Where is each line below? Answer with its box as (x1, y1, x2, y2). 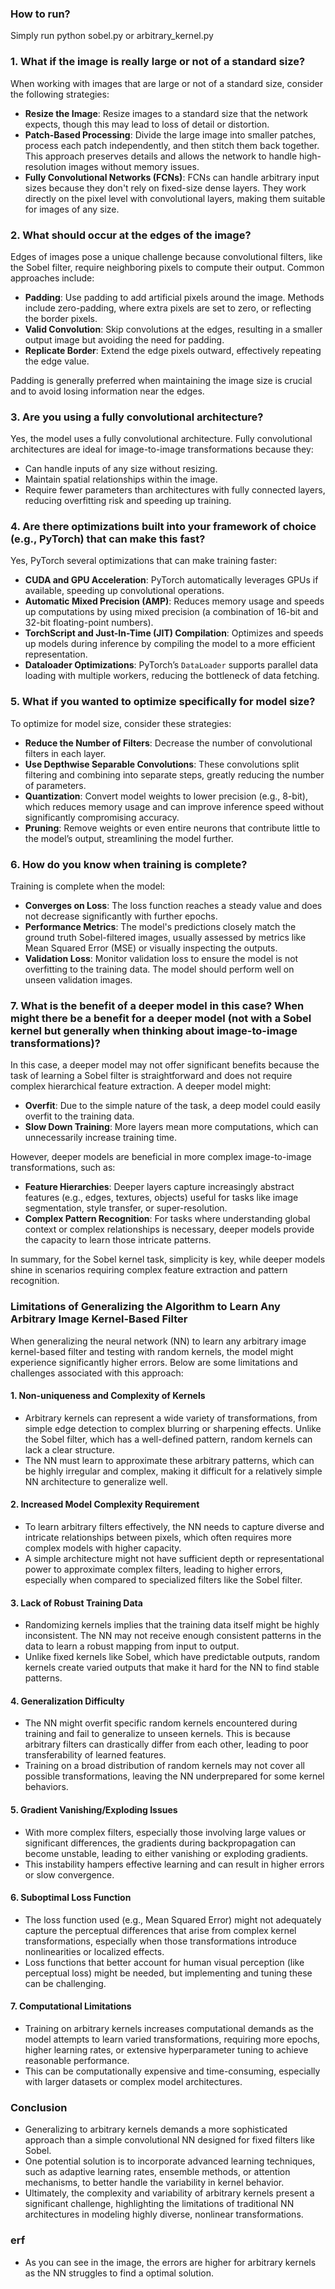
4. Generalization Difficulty (10, 1695, 125, 1707)
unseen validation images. (24, 974, 133, 986)
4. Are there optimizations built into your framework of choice (10, 520, 317, 534)
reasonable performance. (24, 2055, 130, 2067)
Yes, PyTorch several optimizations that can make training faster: (10, 555, 278, 567)
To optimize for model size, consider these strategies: (10, 717, 232, 729)
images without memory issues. (68, 160, 200, 172)
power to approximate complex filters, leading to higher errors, (24, 1563, 283, 1576)
